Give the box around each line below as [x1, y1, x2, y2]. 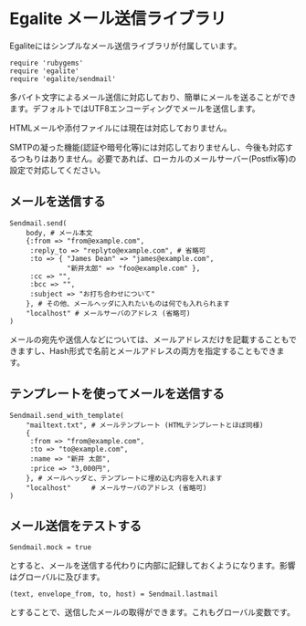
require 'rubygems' [9, 58, 84, 68]
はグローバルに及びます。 [9, 571, 105, 582]
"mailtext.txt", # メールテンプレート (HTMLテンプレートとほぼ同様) [26, 421, 264, 430]
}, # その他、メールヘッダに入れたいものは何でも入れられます [26, 298, 230, 308]
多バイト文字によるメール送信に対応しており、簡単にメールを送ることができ [9, 91, 297, 102]
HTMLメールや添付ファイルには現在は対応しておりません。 [9, 122, 232, 133]
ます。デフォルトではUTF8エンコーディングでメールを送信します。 [9, 102, 260, 114]
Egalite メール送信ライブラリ [9, 8, 227, 29]
